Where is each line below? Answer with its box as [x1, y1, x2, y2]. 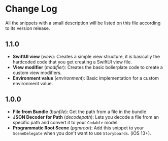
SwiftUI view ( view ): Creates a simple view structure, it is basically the [12, 53, 160, 59]
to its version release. [5, 25, 50, 31]
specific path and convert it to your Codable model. [12, 119, 119, 125]
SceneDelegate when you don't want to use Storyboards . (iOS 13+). [12, 130, 151, 136]
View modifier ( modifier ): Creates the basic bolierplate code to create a [12, 64, 163, 70]
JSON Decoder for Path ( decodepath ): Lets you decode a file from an [12, 114, 159, 120]
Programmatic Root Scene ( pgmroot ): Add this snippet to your [12, 125, 144, 131]
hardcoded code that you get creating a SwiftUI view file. [12, 59, 132, 65]
